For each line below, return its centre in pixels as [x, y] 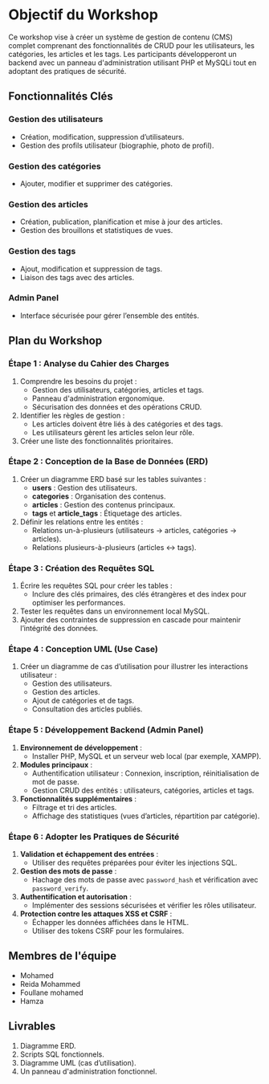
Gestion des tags [42, 251]
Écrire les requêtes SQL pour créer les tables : [96, 586]
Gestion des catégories [55, 166]
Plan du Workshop [55, 341]
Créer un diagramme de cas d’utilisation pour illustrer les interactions [134, 666]
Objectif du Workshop [84, 15]
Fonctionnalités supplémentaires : [78, 799]
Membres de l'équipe [63, 956]
